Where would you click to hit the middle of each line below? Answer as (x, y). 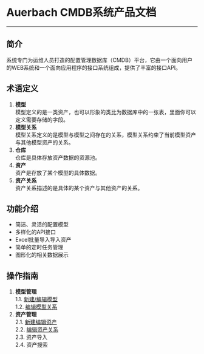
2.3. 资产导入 (31, 337)
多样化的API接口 (36, 232)
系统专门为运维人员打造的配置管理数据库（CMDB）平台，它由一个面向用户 (100, 60)
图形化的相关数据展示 (42, 255)
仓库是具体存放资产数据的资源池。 (58, 157)
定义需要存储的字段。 (42, 120)
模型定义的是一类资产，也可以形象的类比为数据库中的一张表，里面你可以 (105, 112)
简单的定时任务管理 (39, 247)
